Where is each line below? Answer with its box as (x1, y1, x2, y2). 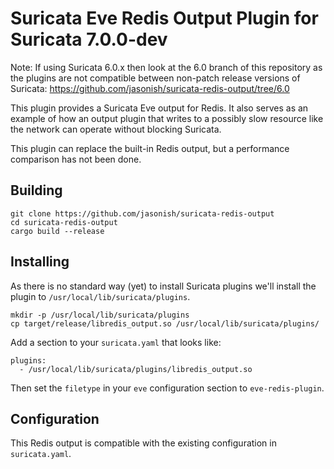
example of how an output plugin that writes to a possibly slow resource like (10, 112, 324, 124)
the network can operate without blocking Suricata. (10, 123, 222, 135)
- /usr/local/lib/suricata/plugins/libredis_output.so (19, 364, 253, 374)
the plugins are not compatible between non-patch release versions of (10, 72, 301, 84)
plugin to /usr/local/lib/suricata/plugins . (10, 290, 191, 302)
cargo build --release (10, 226, 105, 236)
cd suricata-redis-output (10, 217, 118, 227)
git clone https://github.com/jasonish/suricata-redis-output (10, 208, 275, 219)
